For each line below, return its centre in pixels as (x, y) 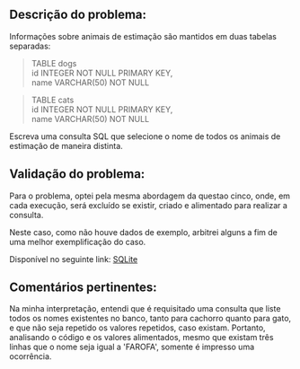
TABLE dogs (54, 63)
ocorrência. (31, 356)
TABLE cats (53, 100)
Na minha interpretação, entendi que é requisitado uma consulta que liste (145, 309)
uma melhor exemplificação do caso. (78, 242)
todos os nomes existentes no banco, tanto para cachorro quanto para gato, (150, 319)
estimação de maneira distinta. (66, 145)
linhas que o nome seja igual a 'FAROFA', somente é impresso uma (132, 347)
